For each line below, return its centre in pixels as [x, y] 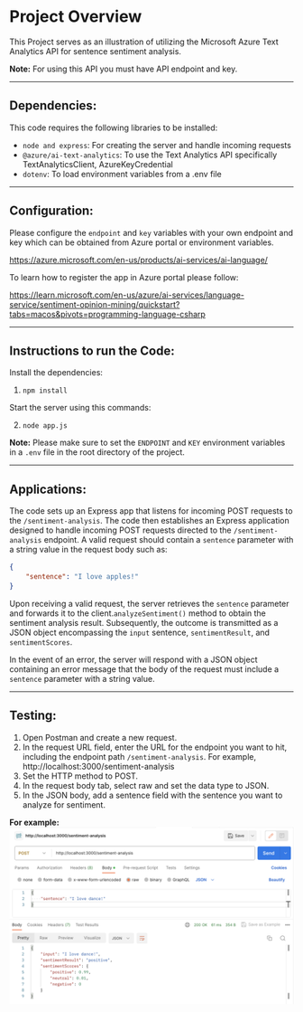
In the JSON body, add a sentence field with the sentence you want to [152, 795]
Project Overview [76, 17]
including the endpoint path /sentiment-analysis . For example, [139, 756]
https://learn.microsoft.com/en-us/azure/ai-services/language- [127, 295]
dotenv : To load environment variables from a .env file [122, 174]
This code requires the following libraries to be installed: [114, 128]
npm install [45, 391]
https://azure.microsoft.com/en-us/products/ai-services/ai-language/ [139, 260]
